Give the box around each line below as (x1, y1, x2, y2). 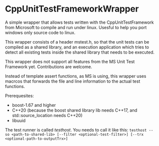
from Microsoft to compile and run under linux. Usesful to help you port (5, 24, 147, 30)
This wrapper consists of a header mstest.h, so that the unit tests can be (5, 39, 150, 44)
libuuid (12, 117, 26, 123)
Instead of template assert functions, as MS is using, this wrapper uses (5, 73, 146, 79)
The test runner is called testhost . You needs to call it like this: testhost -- (5, 127, 154, 132)
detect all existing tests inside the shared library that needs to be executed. (5, 49, 155, 55)
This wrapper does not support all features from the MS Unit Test (5, 58, 135, 64)
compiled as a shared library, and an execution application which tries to (5, 44, 149, 50)
